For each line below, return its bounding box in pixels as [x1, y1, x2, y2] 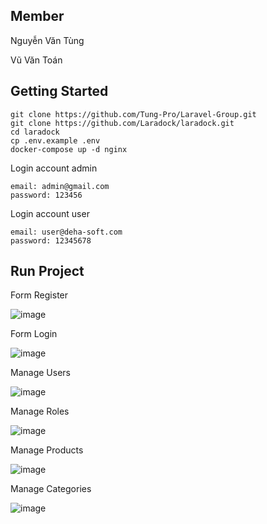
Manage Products [10, 444, 84, 456]
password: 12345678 [10, 235, 92, 246]
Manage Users [10, 367, 71, 379]
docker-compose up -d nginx [10, 144, 128, 154]
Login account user [10, 207, 90, 219]
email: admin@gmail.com [10, 181, 110, 191]
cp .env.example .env [10, 135, 101, 146]
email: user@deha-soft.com [10, 227, 123, 237]
